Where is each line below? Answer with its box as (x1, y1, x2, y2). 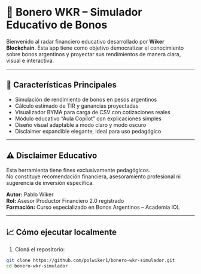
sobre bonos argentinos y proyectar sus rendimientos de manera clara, (6, 50, 181, 57)
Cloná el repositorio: (14, 246, 65, 253)
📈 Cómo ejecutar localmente (6, 227, 117, 237)
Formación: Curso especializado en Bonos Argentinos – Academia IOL (6, 203, 181, 211)
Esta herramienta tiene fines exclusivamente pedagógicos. (6, 166, 151, 173)
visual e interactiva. (6, 57, 54, 64)
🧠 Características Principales (6, 80, 117, 90)
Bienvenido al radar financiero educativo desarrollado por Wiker (6, 38, 165, 45)
